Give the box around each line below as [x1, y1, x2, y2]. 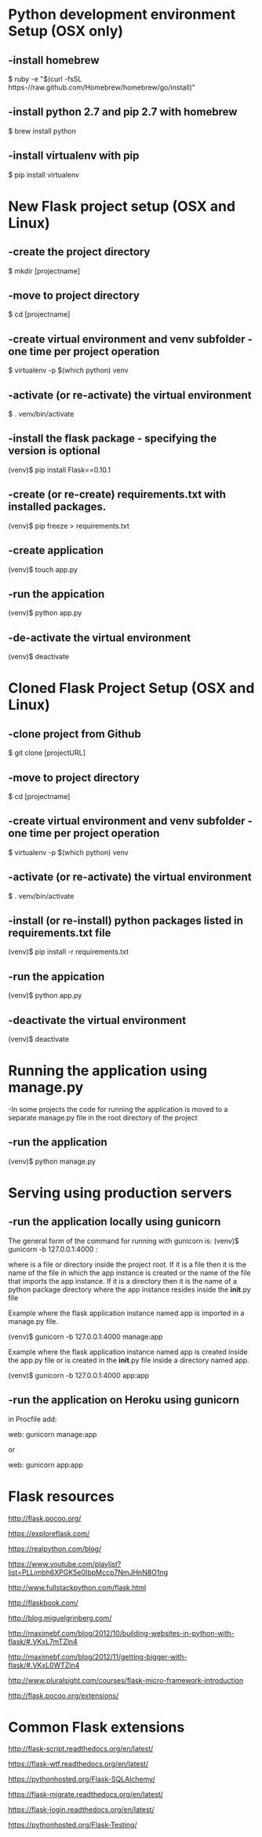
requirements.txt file [8, 926, 111, 940]
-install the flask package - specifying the [8, 432, 217, 445]
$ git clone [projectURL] [8, 748, 86, 757]
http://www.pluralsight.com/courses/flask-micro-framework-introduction [8, 1675, 244, 1685]
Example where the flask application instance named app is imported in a [8, 1308, 245, 1318]
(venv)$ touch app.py [8, 564, 78, 574]
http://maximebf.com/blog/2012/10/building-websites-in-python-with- [8, 1628, 235, 1637]
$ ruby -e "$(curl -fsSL [8, 75, 82, 83]
